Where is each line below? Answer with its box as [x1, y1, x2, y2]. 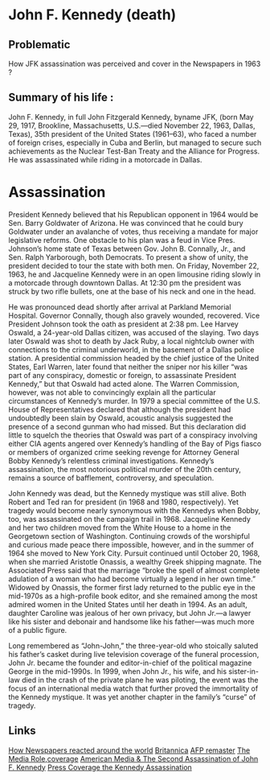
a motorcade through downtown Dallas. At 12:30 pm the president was [8, 277, 242, 287]
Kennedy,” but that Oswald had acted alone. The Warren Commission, [8, 379, 239, 388]
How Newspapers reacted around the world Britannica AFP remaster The [8, 745, 251, 755]
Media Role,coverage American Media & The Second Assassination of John [8, 753, 259, 763]
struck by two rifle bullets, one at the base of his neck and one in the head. [8, 286, 256, 296]
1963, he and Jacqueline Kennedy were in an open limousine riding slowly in [8, 269, 261, 279]
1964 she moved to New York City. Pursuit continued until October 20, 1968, [8, 548, 260, 558]
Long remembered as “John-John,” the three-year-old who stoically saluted [8, 641, 259, 651]
